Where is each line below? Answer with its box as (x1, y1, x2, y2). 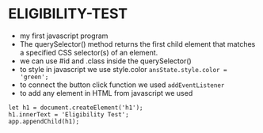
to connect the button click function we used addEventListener (19, 80, 225, 89)
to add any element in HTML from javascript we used (19, 88, 193, 97)
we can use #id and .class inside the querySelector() (19, 56, 192, 66)
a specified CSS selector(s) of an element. (19, 47, 158, 57)
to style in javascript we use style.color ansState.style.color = (19, 64, 227, 74)
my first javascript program (19, 31, 109, 40)
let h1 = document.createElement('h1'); (8, 104, 144, 112)
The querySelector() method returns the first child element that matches (19, 39, 256, 48)
